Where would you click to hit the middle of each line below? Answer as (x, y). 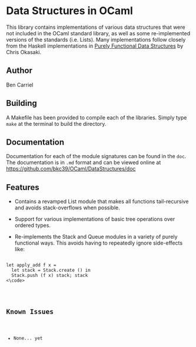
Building (21, 103)
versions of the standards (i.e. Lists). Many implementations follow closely (96, 39)
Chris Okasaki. (24, 52)
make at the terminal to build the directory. (56, 124)
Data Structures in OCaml (70, 11)
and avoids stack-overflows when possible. (67, 208)
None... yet (28, 338)
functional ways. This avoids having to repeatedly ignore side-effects (99, 243)
